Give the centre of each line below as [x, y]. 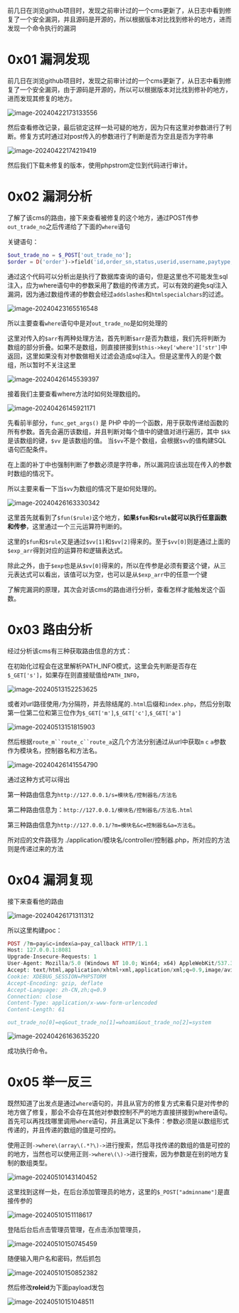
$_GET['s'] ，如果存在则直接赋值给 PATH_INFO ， [75, 675]
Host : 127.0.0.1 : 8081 [39, 950]
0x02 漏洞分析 [50, 197]
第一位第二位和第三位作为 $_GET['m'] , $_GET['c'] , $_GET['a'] [94, 712]
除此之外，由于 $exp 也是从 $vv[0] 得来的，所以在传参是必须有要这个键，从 [114, 565]
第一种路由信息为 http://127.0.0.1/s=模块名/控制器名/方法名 [92, 794]
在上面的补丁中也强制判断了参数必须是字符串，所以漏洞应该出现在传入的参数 [119, 464]
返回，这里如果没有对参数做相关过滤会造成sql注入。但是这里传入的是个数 [115, 356]
